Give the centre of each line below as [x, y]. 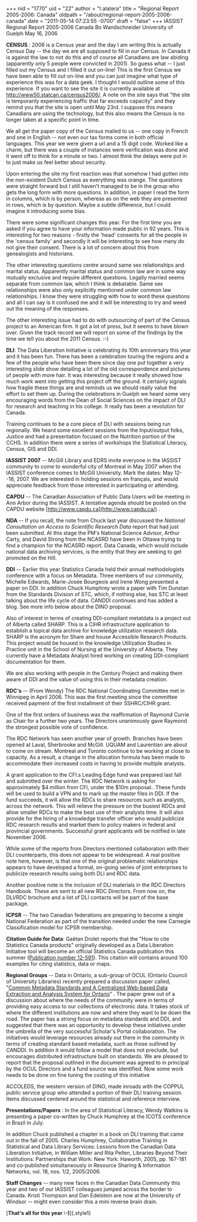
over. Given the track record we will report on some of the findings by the [94, 332]
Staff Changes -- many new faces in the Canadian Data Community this [93, 1183]
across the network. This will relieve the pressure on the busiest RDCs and [96, 806]
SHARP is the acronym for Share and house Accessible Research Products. [97, 637]
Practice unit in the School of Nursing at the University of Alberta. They [92, 649]
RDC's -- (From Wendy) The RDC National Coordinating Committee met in [95, 691]
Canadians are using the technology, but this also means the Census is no [95, 113]
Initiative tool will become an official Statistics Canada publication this [90, 951]
